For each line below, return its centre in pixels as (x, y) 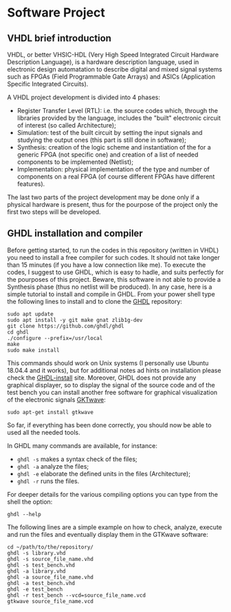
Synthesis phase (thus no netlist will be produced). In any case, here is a (110, 287)
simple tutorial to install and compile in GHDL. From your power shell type (111, 294)
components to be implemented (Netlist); (75, 162)
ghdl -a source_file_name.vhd (51, 577)
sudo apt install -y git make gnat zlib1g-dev (75, 320)
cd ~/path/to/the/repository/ (51, 547)
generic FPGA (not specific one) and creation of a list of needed (108, 154)
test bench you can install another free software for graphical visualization (112, 392)
